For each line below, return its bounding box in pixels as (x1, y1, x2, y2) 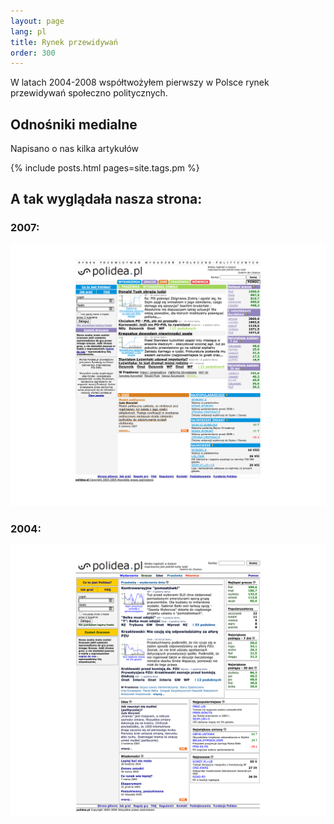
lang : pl (10, 26, 47, 37)
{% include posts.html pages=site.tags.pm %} (10, 162, 200, 174)
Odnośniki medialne (10, 116, 138, 133)
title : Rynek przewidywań (10, 37, 118, 47)
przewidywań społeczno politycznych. (10, 87, 168, 99)
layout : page (10, 16, 65, 26)
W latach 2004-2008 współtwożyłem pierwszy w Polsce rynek (10, 76, 270, 89)
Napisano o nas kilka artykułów (10, 143, 140, 155)
